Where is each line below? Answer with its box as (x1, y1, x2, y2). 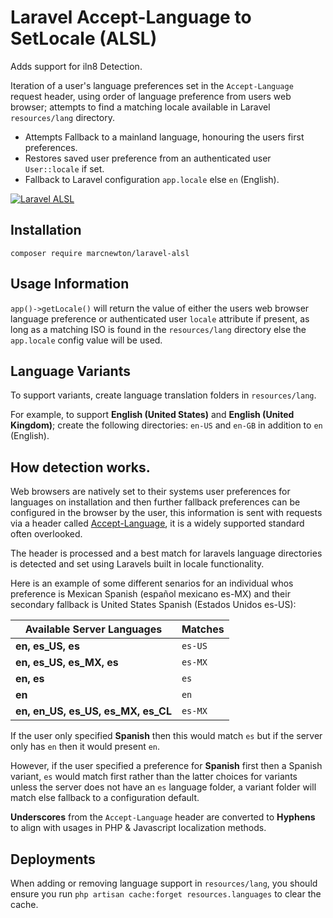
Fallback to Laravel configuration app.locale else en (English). (24, 173, 280, 185)
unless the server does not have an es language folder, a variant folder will (10, 781, 317, 793)
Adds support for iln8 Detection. (10, 60, 143, 72)
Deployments (10, 851, 96, 868)
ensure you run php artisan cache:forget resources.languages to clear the (10, 888, 322, 900)
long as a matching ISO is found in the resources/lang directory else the (10, 323, 307, 335)
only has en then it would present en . (10, 741, 161, 753)
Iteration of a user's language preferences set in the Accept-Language (10, 79, 294, 91)
